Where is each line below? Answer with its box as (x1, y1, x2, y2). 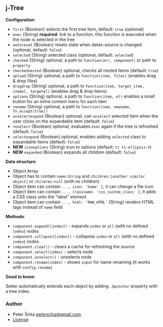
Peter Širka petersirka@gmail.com (12, 311, 82, 317)
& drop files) (12, 78, 37, 84)
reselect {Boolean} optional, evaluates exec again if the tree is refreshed (12, 123, 159, 129)
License (12, 317, 29, 323)
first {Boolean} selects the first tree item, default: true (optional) (12, 26, 144, 32)
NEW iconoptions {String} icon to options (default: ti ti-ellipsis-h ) (12, 144, 152, 150)
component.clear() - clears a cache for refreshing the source (12, 243, 135, 249)
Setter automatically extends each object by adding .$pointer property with (5, 283, 158, 289)
